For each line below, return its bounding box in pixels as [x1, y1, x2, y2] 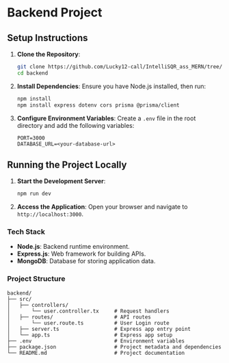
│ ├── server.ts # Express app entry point [7, 325, 191, 332]
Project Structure [7, 274, 66, 284]
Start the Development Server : [16, 177, 106, 185]
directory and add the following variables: [16, 121, 135, 129]
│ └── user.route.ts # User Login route [7, 319, 170, 326]
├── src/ [7, 295, 32, 302]
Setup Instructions [7, 32, 88, 44]
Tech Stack [7, 227, 46, 237]
